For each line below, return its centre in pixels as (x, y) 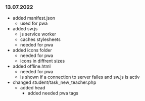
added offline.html (32, 66)
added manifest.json (34, 18)
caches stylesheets (40, 39)
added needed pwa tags (53, 93)
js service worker (38, 34)
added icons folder (32, 50)
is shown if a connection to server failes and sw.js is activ (80, 77)
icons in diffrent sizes (42, 61)
